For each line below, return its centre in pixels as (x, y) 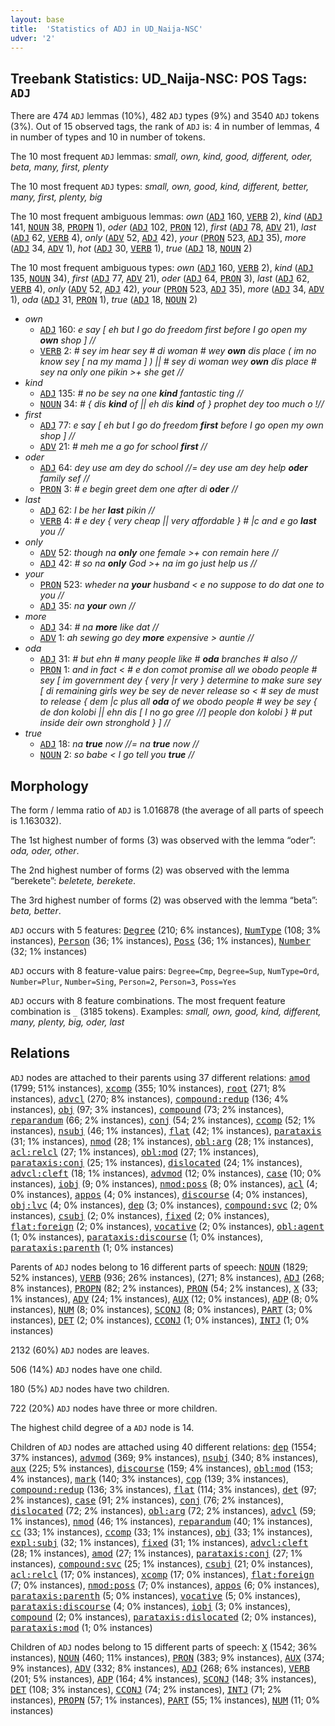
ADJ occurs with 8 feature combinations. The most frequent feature (148, 1000)
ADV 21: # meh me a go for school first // (123, 447)
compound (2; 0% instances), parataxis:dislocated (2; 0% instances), (163, 1617)
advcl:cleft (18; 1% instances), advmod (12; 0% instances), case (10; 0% (166, 1173)
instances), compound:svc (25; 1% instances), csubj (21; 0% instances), (162, 1563)
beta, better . (36, 910)
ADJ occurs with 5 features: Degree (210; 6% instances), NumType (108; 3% (166, 930)
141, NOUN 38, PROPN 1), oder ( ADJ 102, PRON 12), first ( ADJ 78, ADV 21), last (163, 227)
